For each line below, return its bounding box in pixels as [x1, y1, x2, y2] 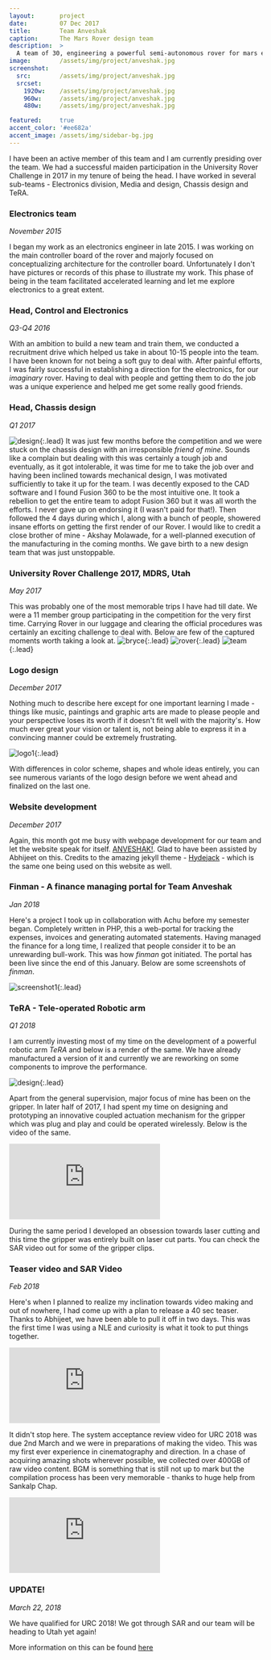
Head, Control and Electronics [9, 304, 129, 316]
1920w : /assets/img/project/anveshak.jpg [23, 86, 175, 95]
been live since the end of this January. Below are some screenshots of [9, 958, 246, 968]
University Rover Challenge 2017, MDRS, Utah [9, 567, 191, 579]
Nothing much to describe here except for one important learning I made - [9, 699, 256, 709]
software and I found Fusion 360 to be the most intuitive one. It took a [9, 487, 240, 497]
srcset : [16, 79, 43, 87]
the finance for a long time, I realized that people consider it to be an [9, 941, 236, 951]
